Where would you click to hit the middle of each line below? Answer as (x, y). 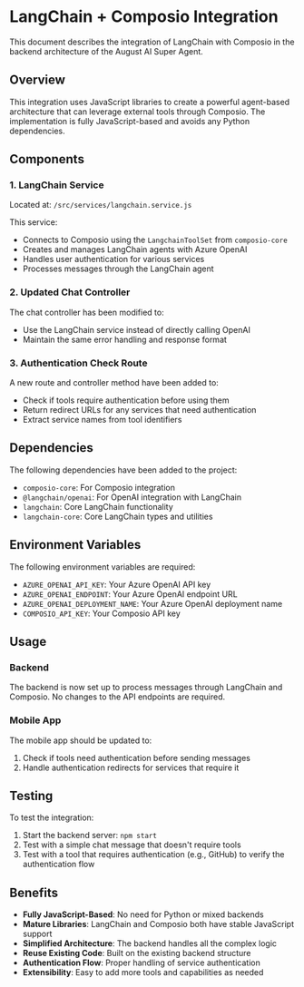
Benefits (34, 892)
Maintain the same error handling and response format (124, 339)
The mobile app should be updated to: (81, 740)
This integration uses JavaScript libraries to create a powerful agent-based (150, 102)
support (37, 934)
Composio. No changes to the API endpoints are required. (118, 697)
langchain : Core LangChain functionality (98, 506)
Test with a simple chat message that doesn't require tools (132, 845)
